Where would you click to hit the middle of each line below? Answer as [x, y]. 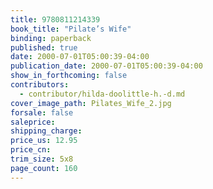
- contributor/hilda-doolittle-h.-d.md [102, 94]
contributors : [40, 85]
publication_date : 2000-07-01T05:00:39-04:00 [106, 66]
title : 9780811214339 [55, 19]
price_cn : [31, 150]
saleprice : [33, 122]
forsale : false [42, 112]
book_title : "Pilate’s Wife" [71, 29]
